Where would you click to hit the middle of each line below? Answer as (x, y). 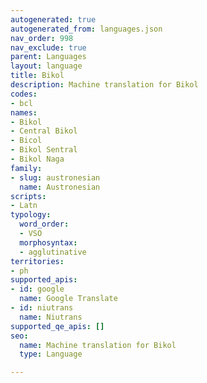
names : (24, 112)
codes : (24, 94)
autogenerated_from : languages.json (86, 29)
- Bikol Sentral (44, 150)
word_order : (44, 224)
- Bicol (26, 141)
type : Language (51, 354)
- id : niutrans (42, 308)
